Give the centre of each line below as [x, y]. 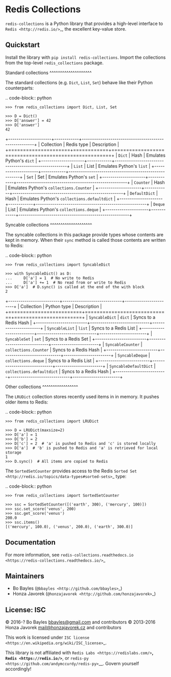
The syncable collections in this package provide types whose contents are [84, 234]
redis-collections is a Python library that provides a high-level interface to [84, 23]
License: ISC [25, 610]
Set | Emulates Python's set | [68, 177]
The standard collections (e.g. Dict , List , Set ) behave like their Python [79, 82]
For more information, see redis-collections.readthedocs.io [69, 555]
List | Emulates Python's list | [119, 166]
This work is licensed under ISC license [47, 637]
